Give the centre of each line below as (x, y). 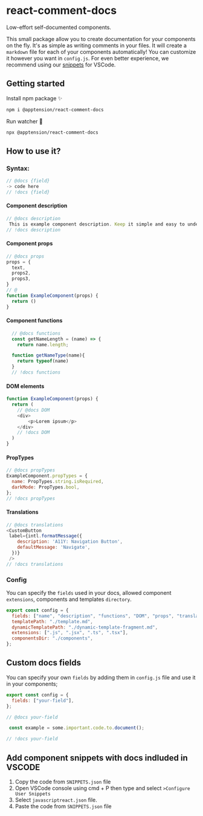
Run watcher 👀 (25, 121)
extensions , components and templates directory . (69, 599)
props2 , (21, 273)
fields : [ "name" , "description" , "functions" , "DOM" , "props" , (93, 616)
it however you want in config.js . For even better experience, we (88, 58)
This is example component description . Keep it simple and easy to (97, 224)
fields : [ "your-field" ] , (43, 701)
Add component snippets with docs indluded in (97, 758)
